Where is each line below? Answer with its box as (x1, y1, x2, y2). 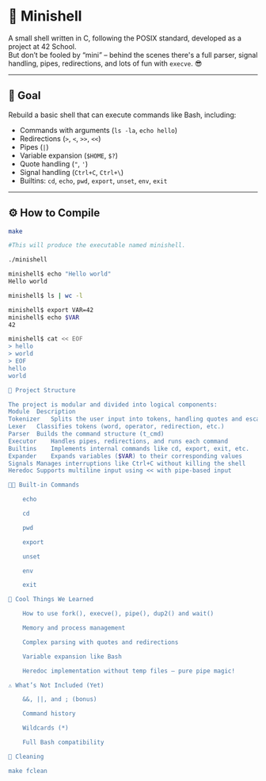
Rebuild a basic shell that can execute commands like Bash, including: (8, 110, 237, 120)
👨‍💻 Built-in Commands (8, 481, 80, 490)
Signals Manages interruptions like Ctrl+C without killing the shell (8, 459, 246, 467)
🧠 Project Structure (8, 386, 77, 394)
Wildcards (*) (22, 724, 69, 732)
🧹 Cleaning (8, 752, 44, 760)
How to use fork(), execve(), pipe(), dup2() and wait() (22, 610, 215, 618)
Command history (22, 710, 77, 718)
